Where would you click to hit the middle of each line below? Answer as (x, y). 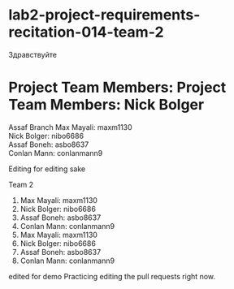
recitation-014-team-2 (86, 32)
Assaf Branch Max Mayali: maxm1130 (70, 127)
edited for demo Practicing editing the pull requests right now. (112, 276)
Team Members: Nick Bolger (106, 105)
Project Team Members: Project (117, 88)
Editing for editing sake (47, 169)
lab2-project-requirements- (104, 15)
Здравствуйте (32, 54)
